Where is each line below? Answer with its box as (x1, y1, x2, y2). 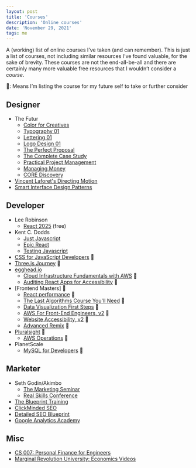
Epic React (23, 241, 50, 248)
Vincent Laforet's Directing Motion (14, 177, 98, 185)
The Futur (14, 115, 39, 122)
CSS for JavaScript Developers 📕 (14, 253, 95, 261)
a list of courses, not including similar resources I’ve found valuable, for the (6, 53, 188, 60)
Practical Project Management (23, 159, 97, 166)
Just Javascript (23, 235, 61, 242)
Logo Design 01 (23, 140, 61, 147)
